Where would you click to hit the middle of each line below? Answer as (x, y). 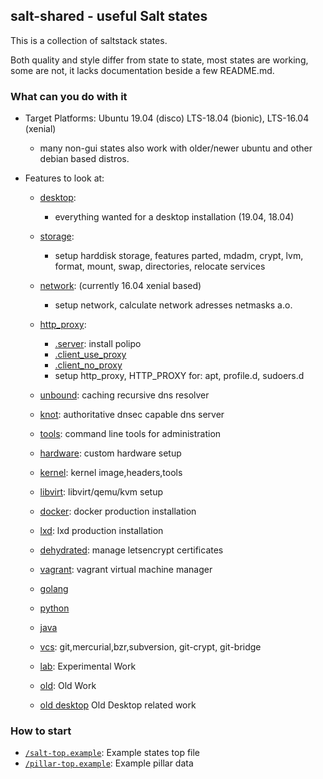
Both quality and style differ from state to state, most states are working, (159, 60)
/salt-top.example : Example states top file (112, 753)
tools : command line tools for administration (130, 434)
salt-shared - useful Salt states (109, 16)
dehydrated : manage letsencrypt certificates (131, 550)
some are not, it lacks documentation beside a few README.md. (142, 70)
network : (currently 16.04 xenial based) (120, 286)
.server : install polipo (98, 344)
